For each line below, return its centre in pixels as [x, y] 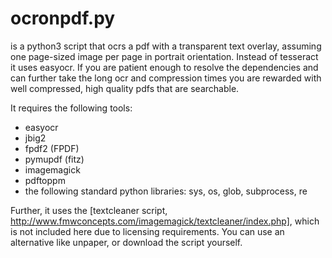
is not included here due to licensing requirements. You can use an [147, 231]
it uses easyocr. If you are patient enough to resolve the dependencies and [164, 67]
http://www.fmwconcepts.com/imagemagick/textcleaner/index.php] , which [165, 221]
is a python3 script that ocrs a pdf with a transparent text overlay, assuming [166, 46]
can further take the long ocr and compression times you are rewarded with [166, 78]
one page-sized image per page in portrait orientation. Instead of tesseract [164, 56]
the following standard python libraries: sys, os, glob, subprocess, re [166, 191]
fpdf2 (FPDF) [52, 148]
